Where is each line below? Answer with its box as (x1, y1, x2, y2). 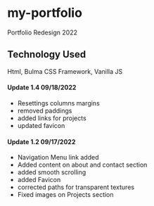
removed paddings (17, 106, 72, 115)
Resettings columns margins (17, 98, 100, 107)
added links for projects (17, 114, 86, 122)
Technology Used (7, 49, 86, 60)
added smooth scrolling (17, 168, 86, 176)
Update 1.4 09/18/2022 (7, 83, 77, 92)
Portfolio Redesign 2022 (7, 28, 77, 37)
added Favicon (17, 176, 61, 184)
